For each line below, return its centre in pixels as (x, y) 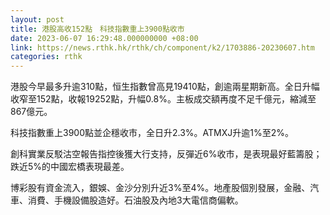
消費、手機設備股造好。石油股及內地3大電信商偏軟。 (135, 200)
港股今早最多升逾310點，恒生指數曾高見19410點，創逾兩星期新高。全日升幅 (165, 87)
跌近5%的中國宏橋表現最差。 (70, 167)
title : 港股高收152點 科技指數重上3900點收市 (97, 29)
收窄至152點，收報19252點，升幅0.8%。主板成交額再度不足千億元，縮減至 (163, 99)
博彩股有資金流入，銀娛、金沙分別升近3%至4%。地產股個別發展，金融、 (160, 188)
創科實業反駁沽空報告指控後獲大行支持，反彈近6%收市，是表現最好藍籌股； (166, 154)
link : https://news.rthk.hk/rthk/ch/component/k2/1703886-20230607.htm (162, 47)
